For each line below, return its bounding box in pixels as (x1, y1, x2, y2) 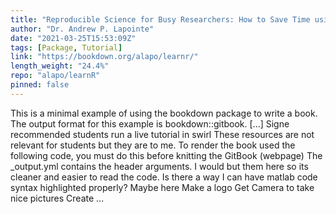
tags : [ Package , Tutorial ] (10, 42, 123, 53)
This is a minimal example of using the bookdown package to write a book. (10, 107, 318, 119)
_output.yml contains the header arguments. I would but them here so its (10, 160, 309, 172)
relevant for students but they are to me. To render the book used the (10, 139, 296, 151)
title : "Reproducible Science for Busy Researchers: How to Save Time (10, 14, 311, 25)
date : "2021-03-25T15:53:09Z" (10, 33, 137, 43)
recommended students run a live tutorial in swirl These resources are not (10, 128, 315, 140)
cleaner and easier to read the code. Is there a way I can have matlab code (10, 171, 318, 183)
